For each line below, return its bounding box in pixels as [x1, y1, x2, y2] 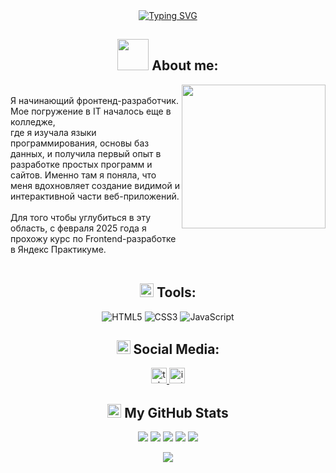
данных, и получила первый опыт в [10, 147, 162, 159]
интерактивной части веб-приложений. [10, 190, 180, 202]
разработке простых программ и [10, 158, 153, 170]
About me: [151, 57, 219, 74]
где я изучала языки [10, 126, 97, 138]
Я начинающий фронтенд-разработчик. [10, 94, 179, 106]
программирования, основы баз [10, 137, 150, 149]
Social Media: [133, 341, 220, 358]
